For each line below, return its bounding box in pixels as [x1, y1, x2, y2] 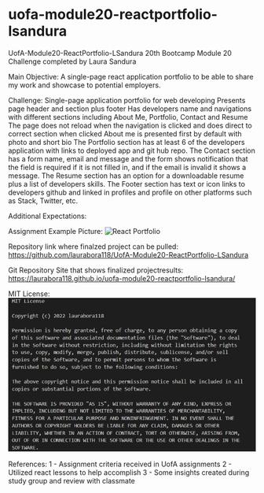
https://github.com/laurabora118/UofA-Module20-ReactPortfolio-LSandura [8, 250, 249, 259]
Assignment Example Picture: [8, 226, 104, 235]
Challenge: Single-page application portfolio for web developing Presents [8, 95, 246, 105]
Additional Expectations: [8, 211, 87, 221]
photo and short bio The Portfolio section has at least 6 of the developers [8, 137, 245, 146]
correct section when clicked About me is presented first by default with [8, 128, 242, 139]
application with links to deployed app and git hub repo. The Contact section [8, 146, 255, 155]
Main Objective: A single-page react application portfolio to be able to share [8, 72, 254, 81]
